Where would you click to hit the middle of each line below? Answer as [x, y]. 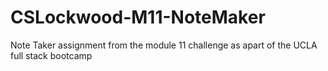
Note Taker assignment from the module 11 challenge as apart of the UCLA [164, 45]
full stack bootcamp [51, 55]
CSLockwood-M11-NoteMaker [138, 17]
